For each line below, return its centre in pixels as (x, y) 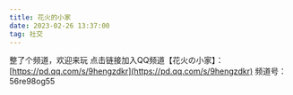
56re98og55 (32, 82)
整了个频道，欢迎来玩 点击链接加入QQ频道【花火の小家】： (116, 60)
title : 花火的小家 (40, 17)
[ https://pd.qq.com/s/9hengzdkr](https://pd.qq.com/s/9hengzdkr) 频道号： (148, 71)
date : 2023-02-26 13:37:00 (60, 26)
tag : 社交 (26, 34)
